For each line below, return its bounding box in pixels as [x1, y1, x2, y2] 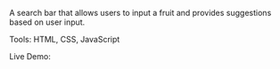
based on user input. [9, 17, 86, 27]
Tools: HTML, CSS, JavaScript [9, 34, 120, 44]
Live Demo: [9, 51, 51, 61]
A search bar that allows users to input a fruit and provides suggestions [9, 8, 272, 18]
